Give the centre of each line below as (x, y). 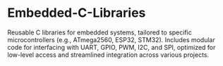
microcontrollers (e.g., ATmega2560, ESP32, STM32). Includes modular (111, 39)
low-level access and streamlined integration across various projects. (108, 55)
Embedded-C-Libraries (77, 13)
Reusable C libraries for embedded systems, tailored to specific (100, 32)
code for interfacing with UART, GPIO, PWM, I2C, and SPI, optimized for (111, 47)
